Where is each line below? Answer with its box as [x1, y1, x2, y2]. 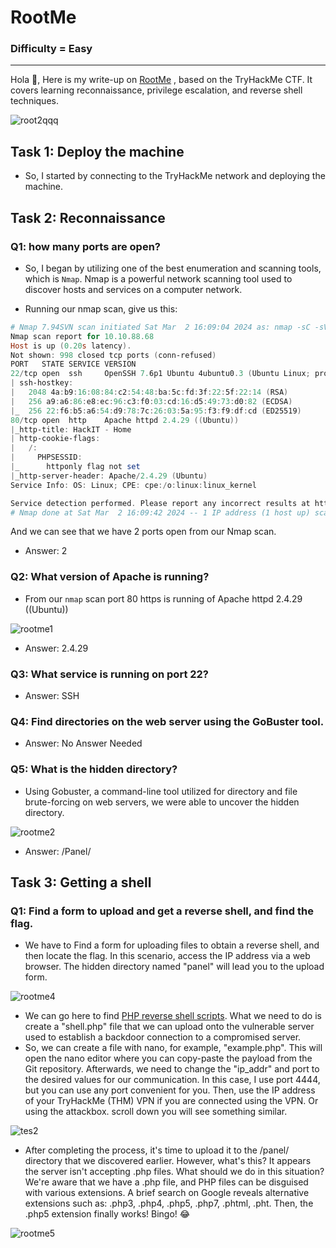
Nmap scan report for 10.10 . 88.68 [10, 331, 155, 341]
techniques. [10, 95, 59, 107]
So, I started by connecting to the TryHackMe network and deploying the [24, 170, 326, 182]
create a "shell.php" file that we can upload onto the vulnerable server [24, 1021, 315, 1033]
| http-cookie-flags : [10, 434, 101, 444]
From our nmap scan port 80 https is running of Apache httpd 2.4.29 [24, 592, 303, 605]
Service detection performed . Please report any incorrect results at [10, 498, 311, 508]
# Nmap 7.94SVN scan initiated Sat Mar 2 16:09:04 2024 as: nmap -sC [10, 322, 311, 332]
